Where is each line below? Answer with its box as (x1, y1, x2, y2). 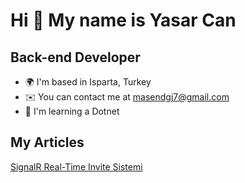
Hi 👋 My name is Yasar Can (10, 9, 237, 32)
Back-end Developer (10, 49, 141, 66)
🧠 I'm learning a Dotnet (24, 105, 120, 117)
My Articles (10, 134, 85, 151)
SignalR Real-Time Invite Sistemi (10, 160, 143, 173)
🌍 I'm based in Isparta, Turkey (24, 76, 152, 88)
